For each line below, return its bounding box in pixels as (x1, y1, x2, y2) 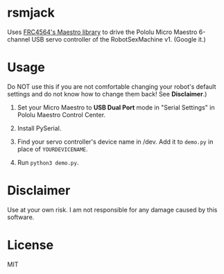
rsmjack (7, 5, 55, 21)
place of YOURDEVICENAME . (17, 144, 88, 153)
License (7, 237, 54, 252)
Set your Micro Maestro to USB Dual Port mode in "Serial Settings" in (17, 103, 215, 112)
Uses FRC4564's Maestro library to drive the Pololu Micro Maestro (7, 28, 198, 36)
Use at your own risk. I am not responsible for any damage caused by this (7, 205, 218, 214)
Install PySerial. (17, 123, 62, 132)
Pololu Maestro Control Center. (17, 110, 106, 119)
